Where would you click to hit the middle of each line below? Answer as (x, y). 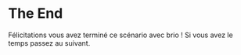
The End (36, 14)
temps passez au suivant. (49, 43)
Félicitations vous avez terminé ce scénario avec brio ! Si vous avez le (120, 35)
